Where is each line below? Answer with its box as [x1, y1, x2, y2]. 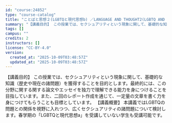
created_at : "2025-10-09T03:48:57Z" [10, 54, 88, 60]
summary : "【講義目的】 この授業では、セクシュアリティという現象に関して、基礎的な [5, 21, 164, 27]
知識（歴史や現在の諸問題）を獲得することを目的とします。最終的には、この [5, 80, 166, 86]
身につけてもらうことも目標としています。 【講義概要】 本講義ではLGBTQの [5, 100, 165, 106]
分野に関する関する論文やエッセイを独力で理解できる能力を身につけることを [5, 87, 167, 93]
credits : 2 [5, 36, 29, 41]
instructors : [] [5, 41, 40, 46]
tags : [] [5, 26, 24, 32]
